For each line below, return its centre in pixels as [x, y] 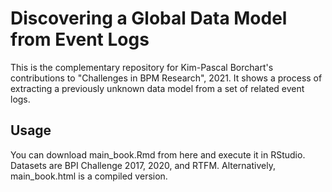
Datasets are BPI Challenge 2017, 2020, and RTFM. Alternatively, [143, 165]
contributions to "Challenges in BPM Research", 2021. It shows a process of [166, 78]
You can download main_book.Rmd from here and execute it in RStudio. [158, 154]
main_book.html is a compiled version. [89, 176]
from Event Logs [80, 39]
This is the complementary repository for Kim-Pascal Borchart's [142, 67]
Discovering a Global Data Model [149, 18]
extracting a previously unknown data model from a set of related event [157, 88]
